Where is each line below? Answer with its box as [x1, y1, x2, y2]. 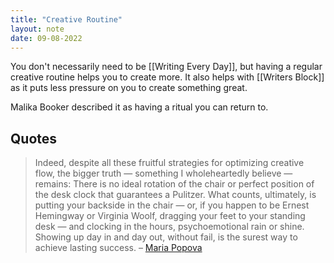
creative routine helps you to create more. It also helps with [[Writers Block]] [10, 71, 325, 83]
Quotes [10, 130, 58, 147]
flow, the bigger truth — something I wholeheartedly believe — [34, 167, 293, 180]
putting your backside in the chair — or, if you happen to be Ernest [34, 199, 310, 211]
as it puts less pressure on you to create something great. [10, 82, 248, 94]
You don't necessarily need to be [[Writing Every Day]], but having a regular [10, 61, 323, 73]
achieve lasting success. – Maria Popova [34, 242, 203, 254]
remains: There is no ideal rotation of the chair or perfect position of [34, 178, 315, 190]
